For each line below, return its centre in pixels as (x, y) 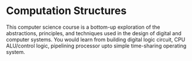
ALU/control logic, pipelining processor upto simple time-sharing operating (96, 46)
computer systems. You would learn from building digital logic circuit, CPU (96, 39)
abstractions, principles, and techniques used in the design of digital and (94, 33)
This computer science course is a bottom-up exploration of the (83, 27)
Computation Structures (66, 11)
